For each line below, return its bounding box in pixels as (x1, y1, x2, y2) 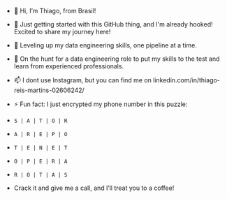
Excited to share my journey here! (13, 28, 111, 36)
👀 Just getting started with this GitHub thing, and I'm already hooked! (13, 20, 213, 28)
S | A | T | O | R (13, 117, 68, 124)
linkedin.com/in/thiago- (153, 76, 220, 84)
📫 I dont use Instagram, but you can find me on (13, 76, 152, 84)
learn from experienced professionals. (13, 62, 124, 70)
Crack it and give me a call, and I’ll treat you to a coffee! (13, 184, 175, 192)
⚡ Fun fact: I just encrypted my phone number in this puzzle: (13, 100, 188, 108)
